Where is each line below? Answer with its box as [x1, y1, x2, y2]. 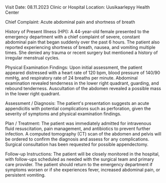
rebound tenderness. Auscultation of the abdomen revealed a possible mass [5, 86, 161, 91]
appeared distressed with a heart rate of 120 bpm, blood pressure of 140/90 [5, 70, 160, 76]
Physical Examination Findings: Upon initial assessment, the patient [5, 64, 143, 70]
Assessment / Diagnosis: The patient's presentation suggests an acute [5, 100, 150, 106]
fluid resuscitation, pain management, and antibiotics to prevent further [5, 126, 151, 132]
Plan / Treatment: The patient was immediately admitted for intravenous [5, 121, 152, 126]
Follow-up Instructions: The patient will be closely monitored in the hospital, [5, 151, 160, 157]
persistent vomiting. [5, 172, 46, 178]
